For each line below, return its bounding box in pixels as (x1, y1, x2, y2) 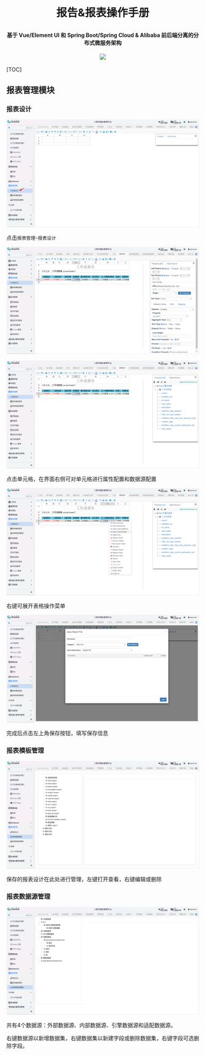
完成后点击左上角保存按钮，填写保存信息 (6, 729, 108, 736)
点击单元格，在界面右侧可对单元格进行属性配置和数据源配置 (6, 475, 157, 483)
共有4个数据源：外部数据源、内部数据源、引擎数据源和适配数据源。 (6, 1021, 176, 1029)
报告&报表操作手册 (56, 6, 150, 20)
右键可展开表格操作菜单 (6, 602, 65, 610)
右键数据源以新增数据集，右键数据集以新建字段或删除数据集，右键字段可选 (6, 1034, 194, 1042)
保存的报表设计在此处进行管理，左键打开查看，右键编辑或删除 (6, 875, 162, 883)
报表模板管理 (6, 746, 45, 755)
